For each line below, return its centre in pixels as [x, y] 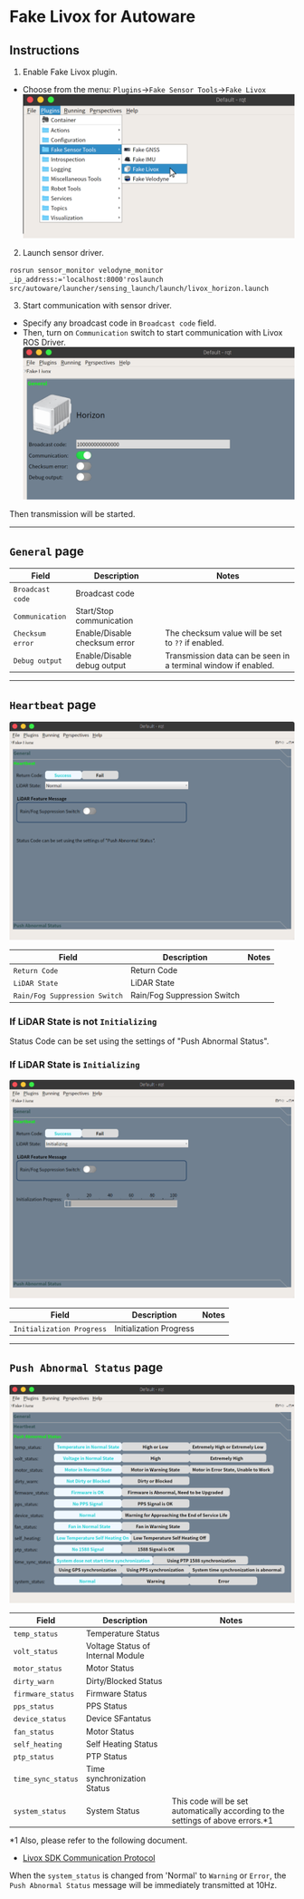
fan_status [33, 1732]
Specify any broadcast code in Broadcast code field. [119, 323]
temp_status [36, 1634]
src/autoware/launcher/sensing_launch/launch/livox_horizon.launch [139, 289]
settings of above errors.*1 [223, 1820]
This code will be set [210, 1801]
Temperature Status [123, 1633]
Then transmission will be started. [72, 514]
